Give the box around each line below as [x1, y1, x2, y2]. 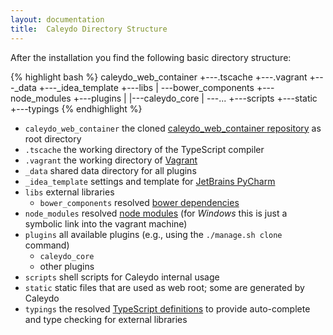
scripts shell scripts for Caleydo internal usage [24, 271, 220, 283]
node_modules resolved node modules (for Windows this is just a [24, 207, 288, 219]
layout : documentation [10, 14, 105, 25]
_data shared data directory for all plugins [24, 164, 197, 176]
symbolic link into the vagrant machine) [24, 217, 188, 230]
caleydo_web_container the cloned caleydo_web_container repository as [24, 122, 322, 134]
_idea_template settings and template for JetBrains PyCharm [24, 175, 276, 187]
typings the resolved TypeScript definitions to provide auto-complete [24, 302, 311, 315]
